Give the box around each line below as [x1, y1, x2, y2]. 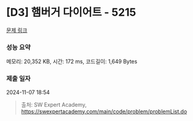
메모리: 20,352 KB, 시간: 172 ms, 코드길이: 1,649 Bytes [6, 58, 138, 65]
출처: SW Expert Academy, [21, 101, 87, 108]
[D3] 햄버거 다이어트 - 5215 [6, 5, 136, 19]
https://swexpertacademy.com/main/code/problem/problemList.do [21, 108, 188, 115]
